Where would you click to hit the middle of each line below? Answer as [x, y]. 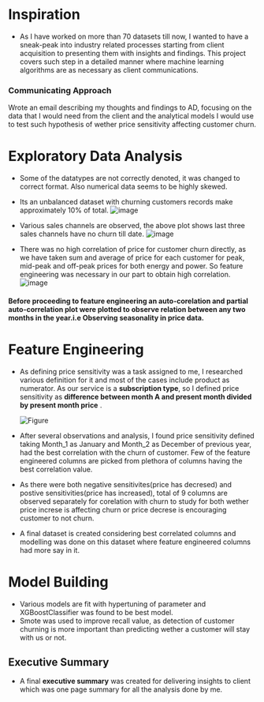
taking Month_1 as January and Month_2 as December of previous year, [136, 444]
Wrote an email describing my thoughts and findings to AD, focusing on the [130, 107]
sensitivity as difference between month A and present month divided [136, 396]
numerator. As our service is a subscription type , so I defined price [129, 388]
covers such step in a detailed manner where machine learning [122, 62]
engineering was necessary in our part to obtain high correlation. [125, 275]
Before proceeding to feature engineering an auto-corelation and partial [128, 301]
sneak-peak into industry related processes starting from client [122, 44]
